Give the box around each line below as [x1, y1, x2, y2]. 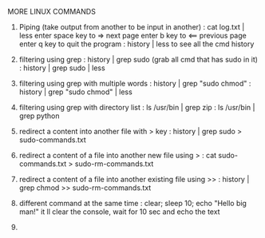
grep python [18, 111, 60, 121]
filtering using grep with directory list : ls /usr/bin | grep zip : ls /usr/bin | [18, 103, 255, 112]
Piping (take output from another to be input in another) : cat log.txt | [18, 22, 245, 31]
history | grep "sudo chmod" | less [18, 87, 132, 97]
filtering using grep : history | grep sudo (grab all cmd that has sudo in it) [18, 55, 259, 64]
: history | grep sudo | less [18, 63, 105, 73]
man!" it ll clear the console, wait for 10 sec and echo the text [18, 207, 220, 216]
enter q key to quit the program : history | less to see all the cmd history [18, 39, 255, 49]
